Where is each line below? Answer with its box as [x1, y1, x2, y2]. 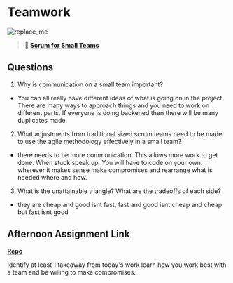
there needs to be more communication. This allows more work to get [17, 150, 218, 159]
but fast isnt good [17, 208, 69, 216]
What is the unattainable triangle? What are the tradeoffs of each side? [17, 187, 222, 195]
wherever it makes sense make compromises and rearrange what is [17, 166, 213, 174]
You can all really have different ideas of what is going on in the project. [17, 93, 224, 102]
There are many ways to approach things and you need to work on [17, 101, 210, 110]
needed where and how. [17, 173, 87, 181]
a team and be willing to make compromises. [7, 268, 136, 276]
